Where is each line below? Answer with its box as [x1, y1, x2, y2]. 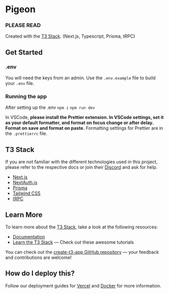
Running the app [5, 93, 47, 100]
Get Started [5, 48, 43, 56]
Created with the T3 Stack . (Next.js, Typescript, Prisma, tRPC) [5, 33, 135, 39]
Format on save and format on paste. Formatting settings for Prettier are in [5, 125, 163, 131]
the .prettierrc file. [5, 131, 47, 137]
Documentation [12, 234, 45, 240]
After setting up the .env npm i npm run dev [5, 104, 95, 110]
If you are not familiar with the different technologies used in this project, [5, 159, 158, 165]
